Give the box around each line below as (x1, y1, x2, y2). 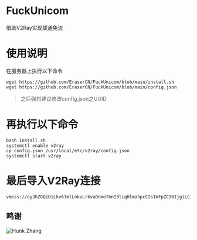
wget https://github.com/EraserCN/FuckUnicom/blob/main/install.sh (6, 79, 175, 85)
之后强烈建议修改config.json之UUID (20, 95, 107, 102)
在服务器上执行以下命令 (6, 67, 63, 74)
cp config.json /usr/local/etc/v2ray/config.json (6, 148, 130, 153)
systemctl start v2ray (6, 153, 62, 159)
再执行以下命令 (6, 118, 79, 131)
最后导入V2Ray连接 (6, 174, 101, 187)
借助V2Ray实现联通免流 (6, 24, 63, 31)
